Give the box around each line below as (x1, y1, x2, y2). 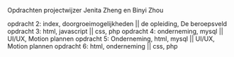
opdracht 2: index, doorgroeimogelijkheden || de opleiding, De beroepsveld (7, 20, 228, 27)
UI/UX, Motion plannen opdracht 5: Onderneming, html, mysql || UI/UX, (7, 34, 215, 43)
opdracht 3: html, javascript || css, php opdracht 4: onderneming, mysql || (7, 27, 223, 35)
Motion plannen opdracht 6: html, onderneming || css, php (7, 42, 179, 50)
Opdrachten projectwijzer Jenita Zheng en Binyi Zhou (7, 6, 164, 14)
